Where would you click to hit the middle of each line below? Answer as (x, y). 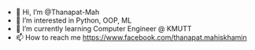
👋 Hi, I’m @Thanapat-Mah (57, 12)
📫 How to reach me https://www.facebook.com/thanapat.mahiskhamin (131, 37)
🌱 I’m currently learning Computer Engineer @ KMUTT (103, 29)
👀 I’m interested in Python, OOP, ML (74, 20)
